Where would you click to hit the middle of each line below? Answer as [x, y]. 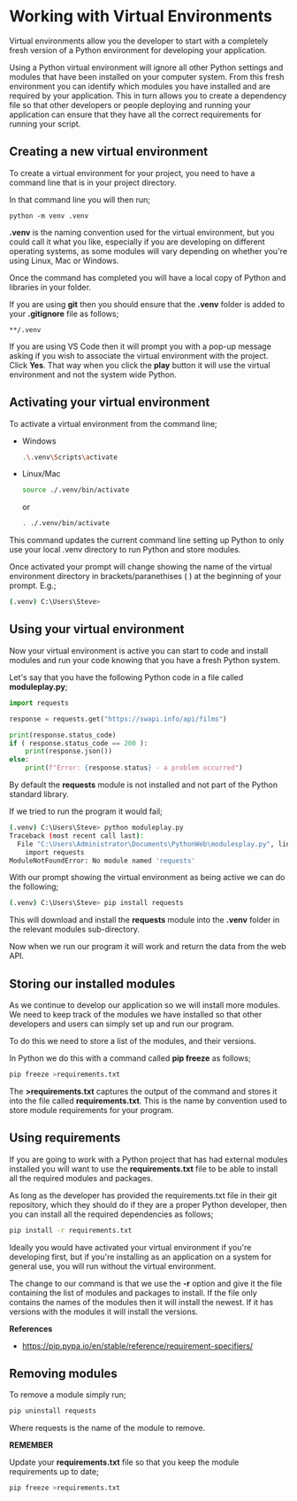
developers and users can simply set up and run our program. [122, 1024]
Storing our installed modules [92, 983]
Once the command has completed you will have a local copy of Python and [148, 277]
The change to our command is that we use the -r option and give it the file [146, 1283]
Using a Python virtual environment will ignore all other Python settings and [146, 67]
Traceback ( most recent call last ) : [76, 836]
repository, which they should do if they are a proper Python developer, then [148, 1204]
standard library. [39, 794]
